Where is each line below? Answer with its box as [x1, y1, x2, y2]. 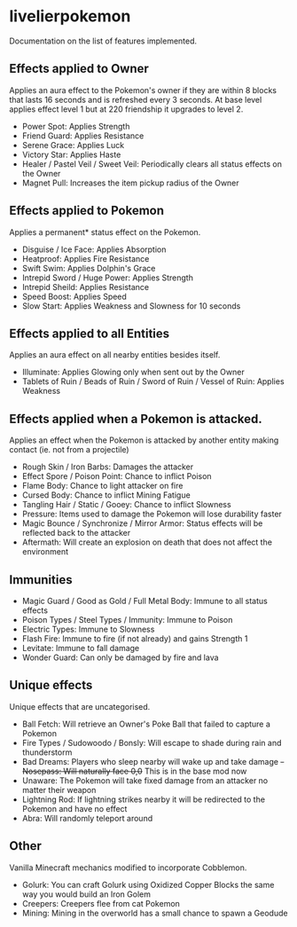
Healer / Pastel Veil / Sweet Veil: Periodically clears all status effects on [21, 158, 282, 169]
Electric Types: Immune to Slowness [21, 624, 155, 634]
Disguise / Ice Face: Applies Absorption [21, 244, 167, 255]
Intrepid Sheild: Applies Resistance [21, 281, 149, 292]
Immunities [9, 572, 73, 587]
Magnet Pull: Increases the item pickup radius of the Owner [21, 177, 239, 188]
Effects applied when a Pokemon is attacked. [9, 411, 263, 427]
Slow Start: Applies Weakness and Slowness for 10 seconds [21, 300, 241, 311]
